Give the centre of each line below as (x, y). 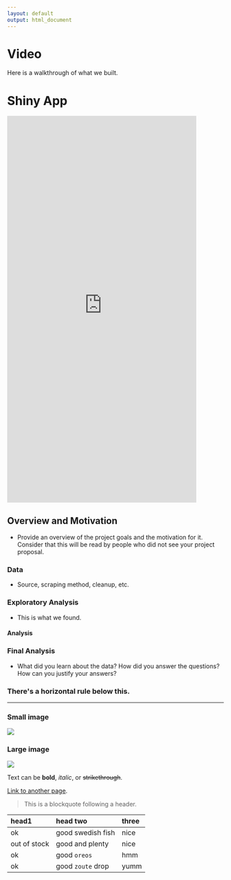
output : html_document (40, 20)
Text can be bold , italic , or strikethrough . (65, 777)
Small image (28, 717)
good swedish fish (86, 833)
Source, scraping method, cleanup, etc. (73, 584)
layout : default (30, 13)
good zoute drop (82, 866)
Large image (28, 749)
